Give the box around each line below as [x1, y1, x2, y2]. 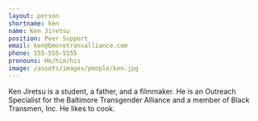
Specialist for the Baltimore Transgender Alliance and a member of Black [8, 94, 250, 105]
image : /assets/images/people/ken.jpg [8, 65, 139, 73]
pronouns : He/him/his [8, 57, 81, 65]
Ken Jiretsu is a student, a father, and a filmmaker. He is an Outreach [8, 86, 236, 96]
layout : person [8, 11, 60, 20]
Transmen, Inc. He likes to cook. [8, 103, 115, 113]
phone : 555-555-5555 [8, 49, 78, 57]
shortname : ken [8, 19, 60, 27]
